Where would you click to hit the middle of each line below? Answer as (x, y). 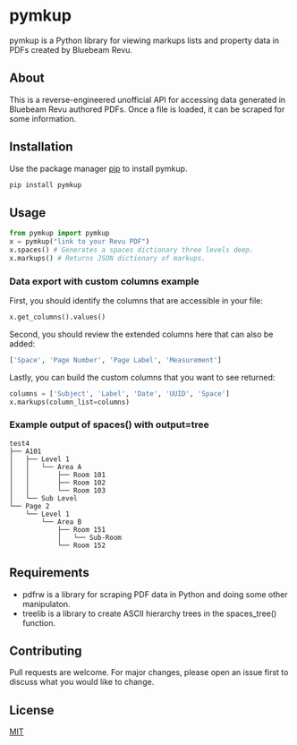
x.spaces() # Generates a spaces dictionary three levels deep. (132, 250)
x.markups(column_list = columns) (69, 402)
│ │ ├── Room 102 (57, 483)
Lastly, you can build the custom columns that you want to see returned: (142, 377)
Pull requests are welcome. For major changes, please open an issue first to (149, 672)
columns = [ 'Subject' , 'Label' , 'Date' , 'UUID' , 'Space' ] (119, 394)
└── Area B (62, 522)
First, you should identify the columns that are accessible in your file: (136, 301)
